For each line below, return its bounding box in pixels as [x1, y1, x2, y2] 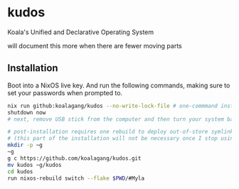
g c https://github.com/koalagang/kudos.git [7, 154, 142, 162]
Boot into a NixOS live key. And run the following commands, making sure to [7, 81, 230, 90]
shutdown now [7, 109, 46, 116]
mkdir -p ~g [7, 141, 43, 149]
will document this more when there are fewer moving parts [7, 41, 183, 50]
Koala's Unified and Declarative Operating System [7, 28, 154, 36]
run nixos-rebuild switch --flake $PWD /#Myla [7, 175, 144, 182]
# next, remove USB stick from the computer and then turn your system [7, 115, 224, 123]
